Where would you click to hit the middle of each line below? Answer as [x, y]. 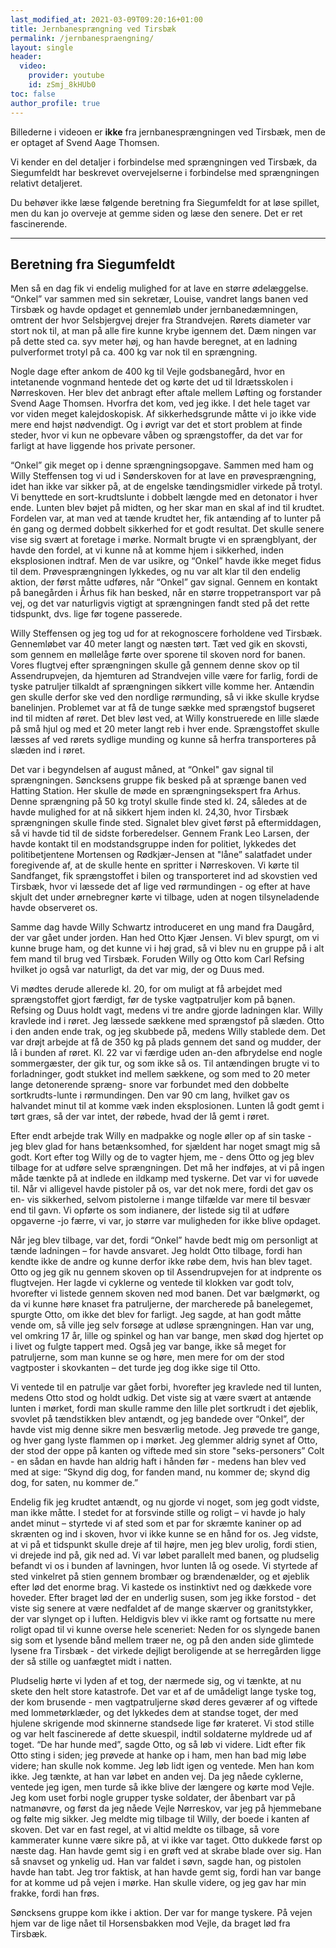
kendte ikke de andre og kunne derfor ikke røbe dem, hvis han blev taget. [161, 1262]
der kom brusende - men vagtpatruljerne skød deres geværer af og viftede [164, 1702]
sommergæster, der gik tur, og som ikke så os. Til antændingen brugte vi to [165, 1063]
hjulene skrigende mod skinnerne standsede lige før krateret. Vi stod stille [162, 1723]
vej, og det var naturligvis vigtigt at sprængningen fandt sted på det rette [160, 603]
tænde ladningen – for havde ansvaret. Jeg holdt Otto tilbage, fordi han [156, 1251]
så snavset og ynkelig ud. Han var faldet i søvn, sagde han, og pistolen [156, 1862]
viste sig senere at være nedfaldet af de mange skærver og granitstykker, [161, 1608]
